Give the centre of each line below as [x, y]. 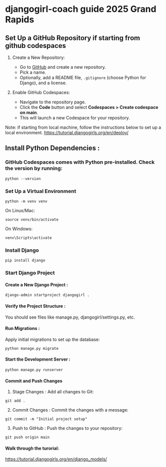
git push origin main [28, 437]
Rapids [20, 20]
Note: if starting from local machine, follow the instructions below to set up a [83, 127]
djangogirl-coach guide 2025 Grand [81, 9]
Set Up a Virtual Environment [41, 191]
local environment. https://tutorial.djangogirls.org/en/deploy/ [67, 133]
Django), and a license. [43, 83]
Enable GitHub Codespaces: [41, 92]
